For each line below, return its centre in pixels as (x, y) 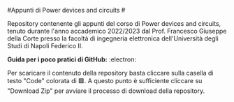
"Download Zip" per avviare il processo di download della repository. (106, 91)
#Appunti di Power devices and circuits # (66, 10)
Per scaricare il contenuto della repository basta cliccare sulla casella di (110, 73)
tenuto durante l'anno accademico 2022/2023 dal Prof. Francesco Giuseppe (117, 31)
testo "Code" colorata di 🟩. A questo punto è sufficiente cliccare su (105, 81)
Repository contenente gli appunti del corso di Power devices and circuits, (114, 23)
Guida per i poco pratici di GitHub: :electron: (72, 59)
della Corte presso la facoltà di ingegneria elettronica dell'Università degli (113, 38)
